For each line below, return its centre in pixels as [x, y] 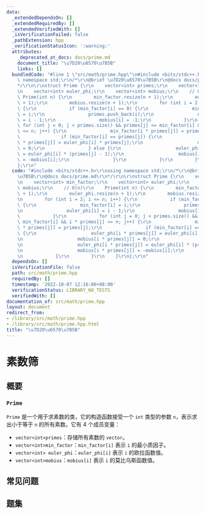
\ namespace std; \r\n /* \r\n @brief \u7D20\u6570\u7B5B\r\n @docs [99, 80]
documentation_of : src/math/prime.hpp [56, 302]
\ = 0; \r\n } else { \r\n [69, 148]
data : [13, 12]
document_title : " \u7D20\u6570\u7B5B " [67, 63]
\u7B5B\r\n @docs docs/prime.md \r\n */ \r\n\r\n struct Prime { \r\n [101, 177]
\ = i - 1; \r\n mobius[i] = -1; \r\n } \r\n [108, 120]
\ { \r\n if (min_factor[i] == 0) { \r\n [83, 108]
